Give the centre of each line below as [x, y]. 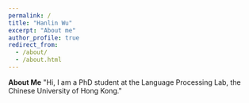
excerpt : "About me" [42, 30]
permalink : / [30, 15]
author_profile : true [44, 38]
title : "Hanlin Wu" [40, 23]
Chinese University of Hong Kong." [65, 90]
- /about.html [38, 60]
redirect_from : [33, 45]
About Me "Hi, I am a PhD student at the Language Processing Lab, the [125, 82]
